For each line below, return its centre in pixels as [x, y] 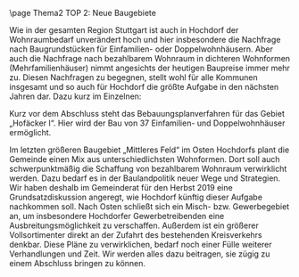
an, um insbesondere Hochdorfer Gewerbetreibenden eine [117, 216]
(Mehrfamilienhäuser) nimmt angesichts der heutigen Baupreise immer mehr [149, 68]
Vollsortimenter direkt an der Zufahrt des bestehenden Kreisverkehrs [136, 235]
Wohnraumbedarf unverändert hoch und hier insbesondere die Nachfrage [145, 40]
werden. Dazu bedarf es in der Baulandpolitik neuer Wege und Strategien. [145, 178]
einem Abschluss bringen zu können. [77, 263]
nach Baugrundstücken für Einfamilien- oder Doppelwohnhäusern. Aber [141, 49]
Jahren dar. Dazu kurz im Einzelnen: [75, 96]
